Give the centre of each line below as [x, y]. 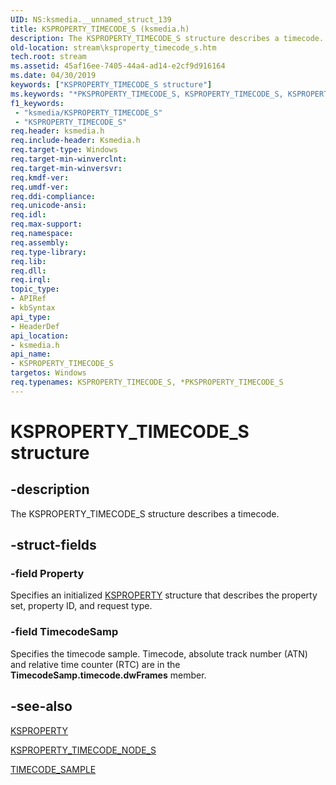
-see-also [41, 706]
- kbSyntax [33, 308]
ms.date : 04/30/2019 [53, 76]
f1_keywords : [37, 103]
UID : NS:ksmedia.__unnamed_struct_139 [91, 19]
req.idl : [28, 215]
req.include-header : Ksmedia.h [75, 141]
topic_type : [35, 289]
